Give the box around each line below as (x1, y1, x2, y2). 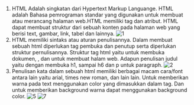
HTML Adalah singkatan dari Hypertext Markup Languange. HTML (11, 5, 173, 12)
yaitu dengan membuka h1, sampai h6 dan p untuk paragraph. (11, 61, 163, 68)
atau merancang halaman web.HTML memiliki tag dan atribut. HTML (11, 18, 179, 24)
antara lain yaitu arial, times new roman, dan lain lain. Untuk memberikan (11, 74, 189, 81)
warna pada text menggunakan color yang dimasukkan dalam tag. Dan (11, 80, 185, 87)
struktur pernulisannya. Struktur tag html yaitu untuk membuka (11, 49, 165, 55)
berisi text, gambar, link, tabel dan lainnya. (11, 30, 115, 37)
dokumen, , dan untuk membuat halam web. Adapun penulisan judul (11, 55, 178, 62)
